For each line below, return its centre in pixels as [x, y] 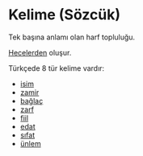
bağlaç [32, 101]
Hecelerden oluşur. [40, 52]
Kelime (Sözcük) [65, 15]
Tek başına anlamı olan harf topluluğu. [72, 37]
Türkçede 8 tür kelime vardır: [57, 68]
